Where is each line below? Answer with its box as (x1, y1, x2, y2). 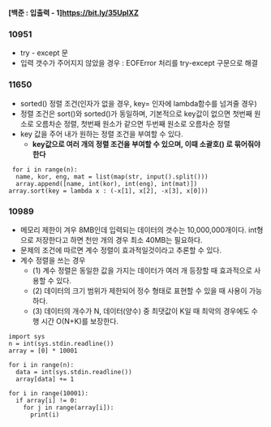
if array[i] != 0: (15, 396, 79, 404)
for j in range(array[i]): (23, 403, 114, 412)
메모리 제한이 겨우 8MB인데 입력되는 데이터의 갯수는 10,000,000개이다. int (19, 225, 257, 235)
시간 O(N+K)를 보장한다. (41, 316, 119, 326)
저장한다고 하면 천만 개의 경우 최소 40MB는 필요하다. (35, 235, 203, 244)
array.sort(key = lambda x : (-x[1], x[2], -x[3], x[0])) (8, 187, 209, 195)
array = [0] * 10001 (8, 347, 79, 355)
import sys (8, 332, 45, 340)
